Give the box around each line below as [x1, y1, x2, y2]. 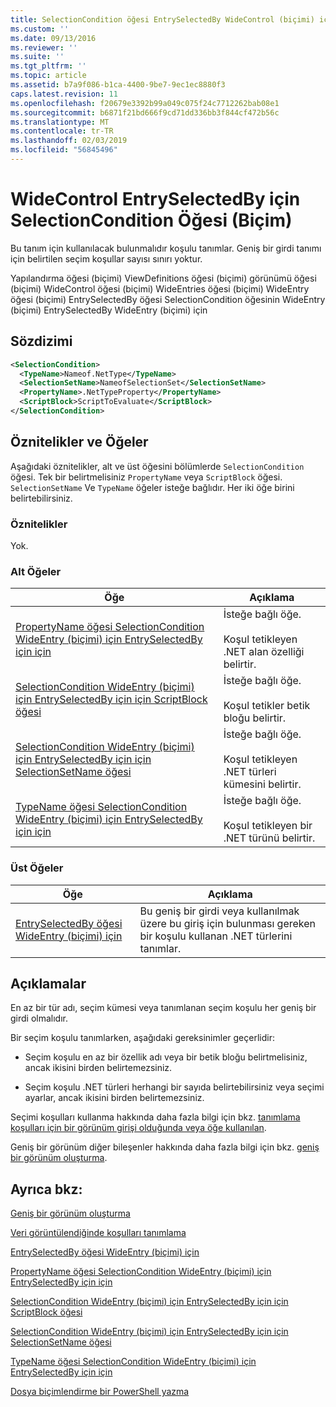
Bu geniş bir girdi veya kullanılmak [139, 904, 300, 918]
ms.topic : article [10, 71, 87, 81]
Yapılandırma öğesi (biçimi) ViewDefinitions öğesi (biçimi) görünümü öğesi [10, 272, 317, 284]
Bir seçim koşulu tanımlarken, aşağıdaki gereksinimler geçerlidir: [10, 1032, 275, 1044]
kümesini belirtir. [223, 777, 302, 791]
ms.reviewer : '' [10, 42, 78, 53]
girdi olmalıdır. [10, 1012, 68, 1025]
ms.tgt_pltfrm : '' [10, 61, 87, 71]
